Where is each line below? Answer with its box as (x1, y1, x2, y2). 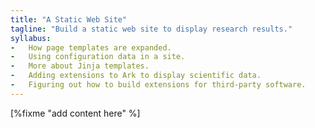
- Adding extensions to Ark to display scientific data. (10, 71, 262, 81)
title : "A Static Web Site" (10, 14, 128, 25)
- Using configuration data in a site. (10, 52, 186, 62)
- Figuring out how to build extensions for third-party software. (10, 80, 307, 90)
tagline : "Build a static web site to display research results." (10, 24, 293, 34)
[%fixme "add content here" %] (10, 107, 141, 119)
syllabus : (10, 33, 52, 43)
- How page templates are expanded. (10, 42, 172, 53)
